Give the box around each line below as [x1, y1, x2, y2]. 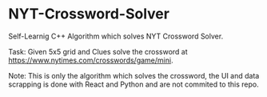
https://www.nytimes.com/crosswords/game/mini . [8, 55, 173, 65]
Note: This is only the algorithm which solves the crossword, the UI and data [8, 71, 260, 80]
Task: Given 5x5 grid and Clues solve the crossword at [8, 46, 188, 56]
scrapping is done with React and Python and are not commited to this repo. [8, 79, 259, 89]
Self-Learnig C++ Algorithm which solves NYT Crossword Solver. [8, 31, 224, 41]
